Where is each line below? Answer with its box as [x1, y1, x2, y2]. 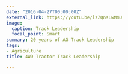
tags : [6, 43, 20, 49]
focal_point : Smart [11, 31, 61, 37]
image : [6, 20, 23, 26]
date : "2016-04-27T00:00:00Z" [6, 8, 82, 15]
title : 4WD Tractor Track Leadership [6, 54, 101, 60]
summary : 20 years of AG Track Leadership [6, 37, 114, 43]
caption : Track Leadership [11, 25, 79, 32]
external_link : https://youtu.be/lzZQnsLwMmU [6, 14, 122, 20]
